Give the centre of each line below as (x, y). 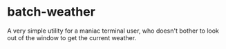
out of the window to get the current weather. (72, 37)
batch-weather (51, 12)
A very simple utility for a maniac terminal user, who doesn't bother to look (113, 31)
